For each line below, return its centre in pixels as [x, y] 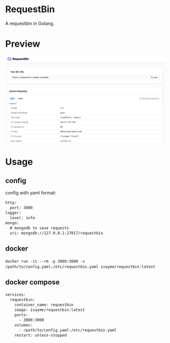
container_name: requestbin [44, 305]
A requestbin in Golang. [30, 23]
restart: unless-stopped [41, 335]
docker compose [32, 282]
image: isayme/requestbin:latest [50, 310]
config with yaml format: [31, 193]
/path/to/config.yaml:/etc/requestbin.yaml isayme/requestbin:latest [80, 267]
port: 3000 [21, 208]
